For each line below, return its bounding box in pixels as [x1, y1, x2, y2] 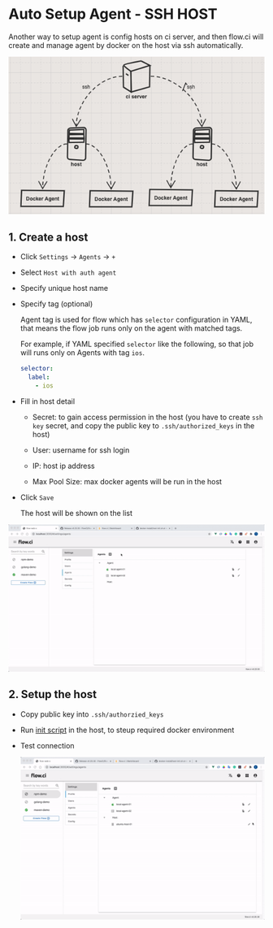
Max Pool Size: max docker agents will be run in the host [32, 476, 222, 486]
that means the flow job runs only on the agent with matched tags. [19, 323, 243, 333]
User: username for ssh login [32, 444, 130, 455]
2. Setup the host [8, 687, 97, 701]
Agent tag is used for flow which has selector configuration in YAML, [19, 314, 253, 325]
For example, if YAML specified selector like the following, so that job [19, 339, 254, 349]
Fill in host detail [19, 396, 76, 406]
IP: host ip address [32, 461, 95, 471]
